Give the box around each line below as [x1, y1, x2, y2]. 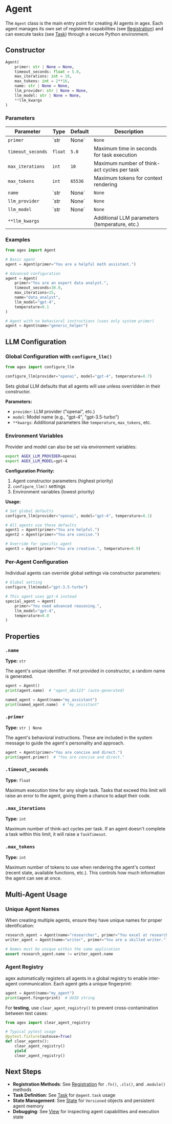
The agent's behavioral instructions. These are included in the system [5, 734, 153, 740]
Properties [5, 632, 40, 641]
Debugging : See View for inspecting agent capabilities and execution [12, 1108, 160, 1114]
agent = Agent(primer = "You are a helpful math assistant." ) [5, 261, 137, 267]
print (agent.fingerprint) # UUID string [5, 995, 95, 1000]
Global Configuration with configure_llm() [5, 353, 113, 360]
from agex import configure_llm [5, 365, 74, 370]
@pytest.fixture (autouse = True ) [5, 1034, 72, 1039]
